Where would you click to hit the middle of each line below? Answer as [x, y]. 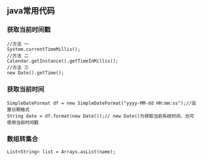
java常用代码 [31, 11]
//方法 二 [18, 56]
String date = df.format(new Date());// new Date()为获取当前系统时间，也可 [101, 116]
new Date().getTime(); [35, 73]
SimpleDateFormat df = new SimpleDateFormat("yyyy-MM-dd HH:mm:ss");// [99, 103]
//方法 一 [18, 44]
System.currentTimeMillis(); [44, 49]
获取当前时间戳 [29, 30]
